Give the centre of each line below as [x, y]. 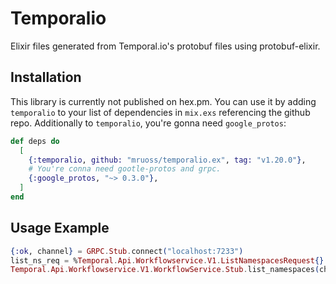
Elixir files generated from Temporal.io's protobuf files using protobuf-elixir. [165, 46]
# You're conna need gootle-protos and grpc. [125, 169]
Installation [46, 77]
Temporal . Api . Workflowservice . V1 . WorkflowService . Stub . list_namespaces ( [165, 270]
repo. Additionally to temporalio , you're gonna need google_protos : [148, 123]
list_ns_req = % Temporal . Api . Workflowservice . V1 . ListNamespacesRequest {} [167, 260]
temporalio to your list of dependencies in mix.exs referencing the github [160, 112]
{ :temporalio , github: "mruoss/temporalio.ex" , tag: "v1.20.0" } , [167, 160]
